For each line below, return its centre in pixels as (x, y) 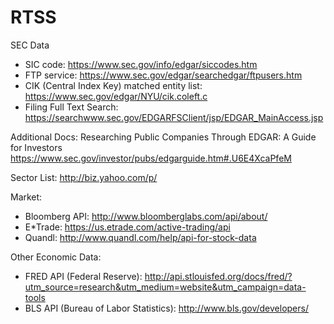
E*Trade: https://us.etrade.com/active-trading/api (127, 227)
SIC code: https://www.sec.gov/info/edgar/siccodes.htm (141, 64)
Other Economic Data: (56, 257)
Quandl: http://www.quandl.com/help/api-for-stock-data (140, 237)
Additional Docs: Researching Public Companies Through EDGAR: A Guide (163, 137)
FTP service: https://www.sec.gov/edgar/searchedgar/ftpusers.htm (163, 75)
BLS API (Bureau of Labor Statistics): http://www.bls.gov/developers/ (166, 308)
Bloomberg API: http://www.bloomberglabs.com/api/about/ (146, 216)
